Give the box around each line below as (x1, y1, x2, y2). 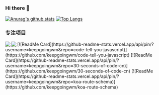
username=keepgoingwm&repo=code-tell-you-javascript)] (5, 46, 127, 52)
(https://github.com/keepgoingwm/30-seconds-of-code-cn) (5, 68, 131, 74)
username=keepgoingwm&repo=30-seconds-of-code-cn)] (5, 62, 128, 68)
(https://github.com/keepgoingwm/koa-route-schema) (5, 84, 118, 90)
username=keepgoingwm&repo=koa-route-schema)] (5, 78, 116, 84)
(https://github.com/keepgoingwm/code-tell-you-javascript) (5, 52, 130, 58)
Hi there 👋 (5, 5, 30, 12)
